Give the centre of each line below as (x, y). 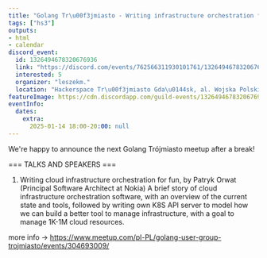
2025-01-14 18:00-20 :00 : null (79, 126)
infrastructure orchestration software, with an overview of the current (133, 196)
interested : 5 (39, 75)
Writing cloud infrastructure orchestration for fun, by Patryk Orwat (128, 179)
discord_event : (33, 52)
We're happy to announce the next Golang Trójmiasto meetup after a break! (132, 148)
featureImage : (32, 97)
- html (19, 38)
